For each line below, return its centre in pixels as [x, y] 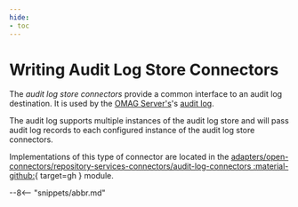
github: [22, 176]
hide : [19, 17]
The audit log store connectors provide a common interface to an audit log [146, 94]
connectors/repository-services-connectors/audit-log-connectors [130, 166]
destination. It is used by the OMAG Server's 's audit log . [112, 104]
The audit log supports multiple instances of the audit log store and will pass [149, 121]
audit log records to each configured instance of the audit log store [132, 131]
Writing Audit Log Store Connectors [144, 70]
